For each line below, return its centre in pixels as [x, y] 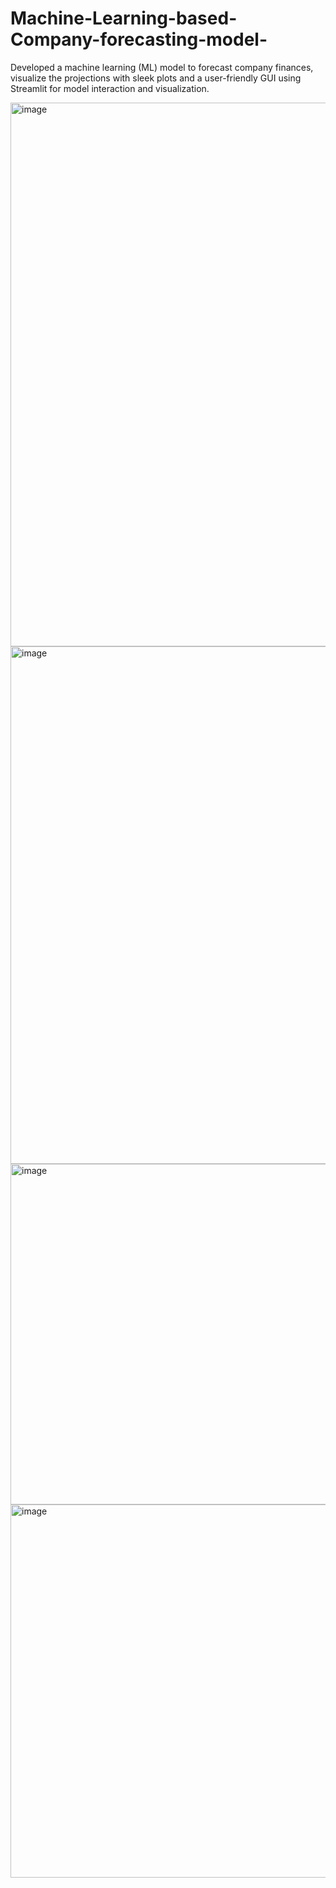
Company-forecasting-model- [139, 39]
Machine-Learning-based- [124, 18]
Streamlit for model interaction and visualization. [110, 88]
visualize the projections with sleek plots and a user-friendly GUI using [156, 78]
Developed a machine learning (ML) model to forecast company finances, [162, 67]
